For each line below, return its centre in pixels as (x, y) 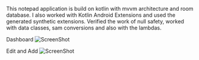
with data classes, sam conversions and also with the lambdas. (84, 28)
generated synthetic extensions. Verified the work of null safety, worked (95, 21)
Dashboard (20, 39)
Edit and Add (22, 51)
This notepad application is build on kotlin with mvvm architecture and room (100, 9)
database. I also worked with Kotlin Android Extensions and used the (91, 15)
